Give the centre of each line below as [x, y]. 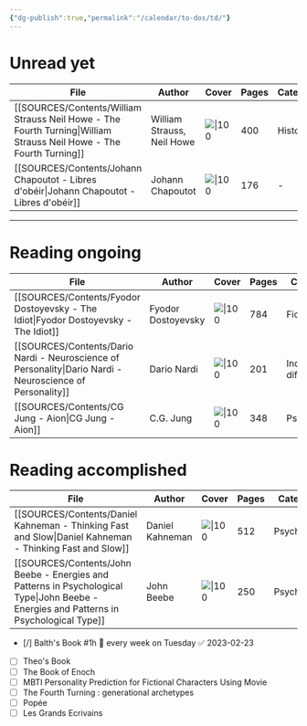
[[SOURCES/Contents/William [78, 108]
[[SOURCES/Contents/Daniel [76, 514]
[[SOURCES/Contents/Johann [78, 168]
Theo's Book [47, 661]
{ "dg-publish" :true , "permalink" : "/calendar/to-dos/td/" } [120, 18]
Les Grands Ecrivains [63, 712]
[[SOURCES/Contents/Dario [74, 346]
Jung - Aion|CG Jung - [65, 418]
